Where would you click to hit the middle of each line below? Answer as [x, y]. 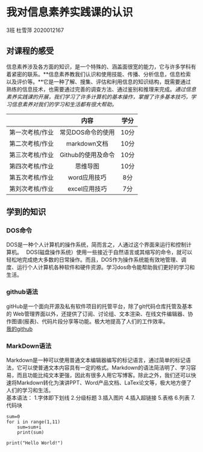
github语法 [22, 292]
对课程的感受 [30, 51]
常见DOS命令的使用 [87, 132]
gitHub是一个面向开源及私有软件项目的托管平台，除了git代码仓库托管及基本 [99, 306]
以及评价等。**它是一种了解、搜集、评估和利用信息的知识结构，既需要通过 [99, 81]
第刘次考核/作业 [32, 188]
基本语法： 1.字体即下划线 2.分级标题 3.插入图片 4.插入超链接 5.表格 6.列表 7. [101, 398]
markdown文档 [87, 143]
